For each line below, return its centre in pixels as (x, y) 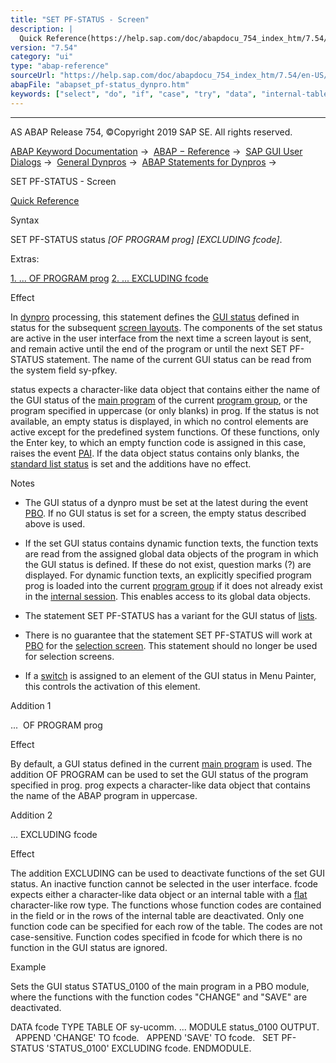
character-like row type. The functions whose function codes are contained (166, 905)
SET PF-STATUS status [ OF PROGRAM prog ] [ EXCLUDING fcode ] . (146, 239)
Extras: (25, 258)
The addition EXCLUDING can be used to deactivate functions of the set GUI (167, 873)
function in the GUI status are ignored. (89, 947)
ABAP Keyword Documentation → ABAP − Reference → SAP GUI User (156, 151)
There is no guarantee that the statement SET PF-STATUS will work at (168, 635)
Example (28, 967)
